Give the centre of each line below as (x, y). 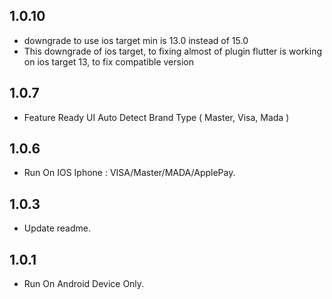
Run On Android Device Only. (84, 284)
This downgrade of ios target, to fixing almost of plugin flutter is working (173, 51)
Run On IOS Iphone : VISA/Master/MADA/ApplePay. (129, 173)
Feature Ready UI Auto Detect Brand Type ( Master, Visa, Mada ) (156, 117)
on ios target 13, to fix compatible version (108, 61)
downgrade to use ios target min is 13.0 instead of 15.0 (136, 40)
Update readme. (57, 228)
